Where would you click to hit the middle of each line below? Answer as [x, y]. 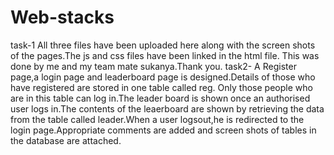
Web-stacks [62, 17]
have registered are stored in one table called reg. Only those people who [161, 87]
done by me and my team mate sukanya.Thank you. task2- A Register [153, 66]
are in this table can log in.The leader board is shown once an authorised [160, 98]
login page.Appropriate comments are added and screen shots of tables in [163, 130]
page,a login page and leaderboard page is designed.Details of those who [163, 77]
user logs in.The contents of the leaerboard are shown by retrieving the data [167, 108]
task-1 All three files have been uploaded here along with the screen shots [163, 45]
